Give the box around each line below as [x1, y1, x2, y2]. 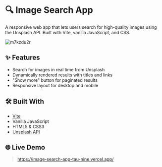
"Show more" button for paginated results [12, 77, 98, 83]
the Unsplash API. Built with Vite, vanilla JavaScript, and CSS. [5, 29, 130, 35]
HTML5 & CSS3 [12, 123, 45, 129]
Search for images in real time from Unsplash [12, 66, 105, 72]
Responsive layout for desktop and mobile [12, 82, 99, 88]
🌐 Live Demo [5, 143, 46, 152]
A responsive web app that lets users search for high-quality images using [5, 24, 157, 30]
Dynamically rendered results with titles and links [12, 72, 113, 78]
